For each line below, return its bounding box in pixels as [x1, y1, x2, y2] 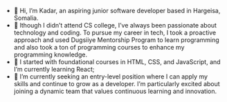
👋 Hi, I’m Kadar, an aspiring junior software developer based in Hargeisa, [13, 7, 221, 14]
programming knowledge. [13, 50, 88, 59]
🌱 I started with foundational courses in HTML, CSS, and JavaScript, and [13, 58, 221, 65]
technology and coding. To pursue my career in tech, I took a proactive [13, 28, 217, 37]
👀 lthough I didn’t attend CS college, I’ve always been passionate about [13, 21, 217, 29]
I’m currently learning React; [13, 65, 95, 73]
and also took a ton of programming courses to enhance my [13, 43, 185, 51]
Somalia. [13, 14, 39, 22]
